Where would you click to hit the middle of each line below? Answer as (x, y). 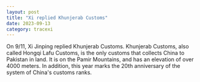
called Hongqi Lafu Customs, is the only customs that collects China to (95, 53)
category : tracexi (30, 29)
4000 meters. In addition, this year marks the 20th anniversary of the (93, 66)
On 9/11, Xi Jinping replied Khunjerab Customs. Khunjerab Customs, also (98, 47)
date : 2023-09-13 (28, 23)
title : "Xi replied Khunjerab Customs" (57, 18)
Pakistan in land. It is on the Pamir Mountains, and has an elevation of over (100, 59)
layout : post (23, 12)
